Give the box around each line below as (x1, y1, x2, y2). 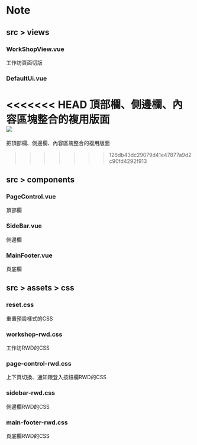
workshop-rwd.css (6, 330, 63, 338)
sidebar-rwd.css (6, 389, 55, 397)
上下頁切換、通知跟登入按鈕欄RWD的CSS (6, 374, 107, 381)
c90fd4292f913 (109, 158, 147, 165)
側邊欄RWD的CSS (6, 403, 50, 410)
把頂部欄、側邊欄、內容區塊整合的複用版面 (6, 139, 110, 146)
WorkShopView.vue (6, 45, 64, 53)
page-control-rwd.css (6, 359, 72, 367)
